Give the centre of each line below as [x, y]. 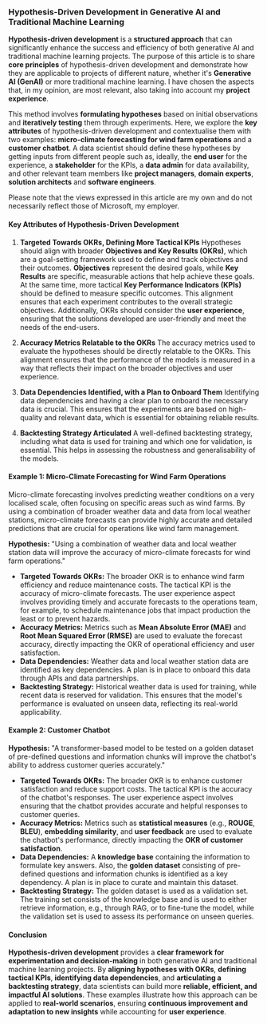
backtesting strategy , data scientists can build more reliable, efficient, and [133, 986]
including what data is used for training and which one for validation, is [136, 441]
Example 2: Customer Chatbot [59, 730]
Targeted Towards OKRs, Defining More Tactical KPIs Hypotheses [130, 242]
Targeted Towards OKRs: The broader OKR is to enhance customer [131, 780]
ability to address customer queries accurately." [87, 764]
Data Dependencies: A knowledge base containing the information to [135, 856]
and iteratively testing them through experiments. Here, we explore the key [133, 123]
